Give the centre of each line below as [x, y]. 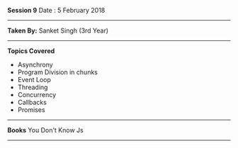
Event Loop [34, 80]
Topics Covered [31, 51]
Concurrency [37, 95]
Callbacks [32, 102]
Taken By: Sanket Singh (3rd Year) [58, 30]
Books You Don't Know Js [45, 130]
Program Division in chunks [57, 72]
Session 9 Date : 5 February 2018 [56, 10]
